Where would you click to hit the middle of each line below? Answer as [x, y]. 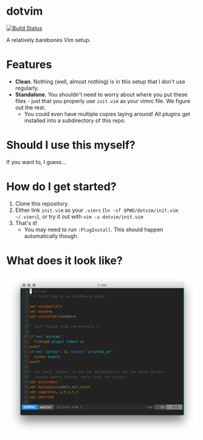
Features [29, 65]
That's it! [26, 223]
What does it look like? [64, 260]
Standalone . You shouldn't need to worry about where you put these [101, 94]
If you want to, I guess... [36, 162]
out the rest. [30, 107]
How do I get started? [61, 187]
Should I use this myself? [71, 145]
